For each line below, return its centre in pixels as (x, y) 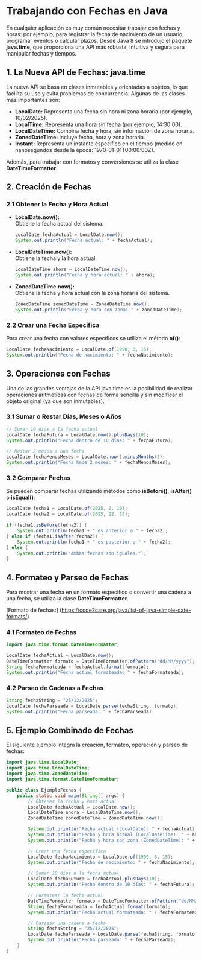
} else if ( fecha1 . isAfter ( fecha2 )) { (55, 536)
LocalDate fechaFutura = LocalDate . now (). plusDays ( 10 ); (78, 435)
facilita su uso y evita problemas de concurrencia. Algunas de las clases (96, 93)
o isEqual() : (21, 497)
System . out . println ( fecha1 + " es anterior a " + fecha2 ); (93, 531)
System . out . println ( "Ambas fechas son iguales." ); (82, 553)
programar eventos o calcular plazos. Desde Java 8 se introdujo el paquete (99, 40)
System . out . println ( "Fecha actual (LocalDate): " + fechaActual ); (113, 829)
